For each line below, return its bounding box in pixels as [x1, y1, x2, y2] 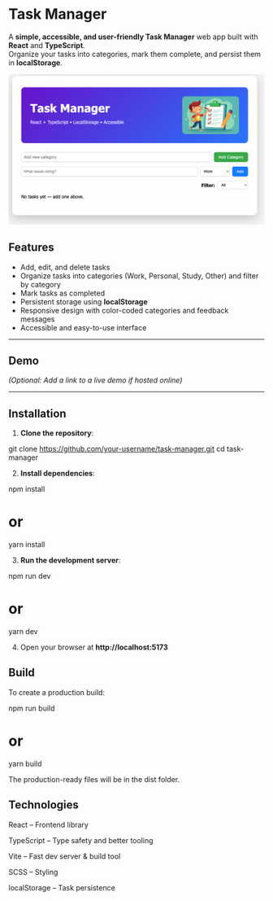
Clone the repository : [19, 428, 94, 438]
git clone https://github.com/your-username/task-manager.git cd [8, 444, 225, 454]
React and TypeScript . [8, 40, 85, 50]
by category [19, 279, 61, 289]
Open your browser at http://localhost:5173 [19, 642, 168, 652]
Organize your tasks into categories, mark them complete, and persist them [8, 49, 262, 59]
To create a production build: [8, 687, 106, 697]
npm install [8, 484, 45, 494]
